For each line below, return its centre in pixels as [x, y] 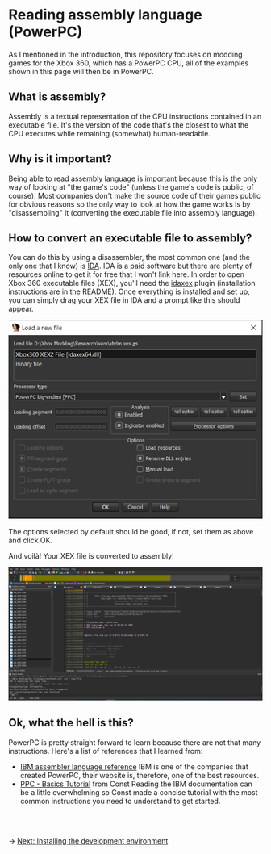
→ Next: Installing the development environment [88, 840]
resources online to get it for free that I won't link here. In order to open [126, 274]
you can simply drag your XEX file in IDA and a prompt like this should [124, 300]
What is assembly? [57, 97]
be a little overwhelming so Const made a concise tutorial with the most [139, 792]
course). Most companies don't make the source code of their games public [135, 195]
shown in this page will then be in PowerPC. [81, 71]
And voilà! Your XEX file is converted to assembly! [92, 555]
